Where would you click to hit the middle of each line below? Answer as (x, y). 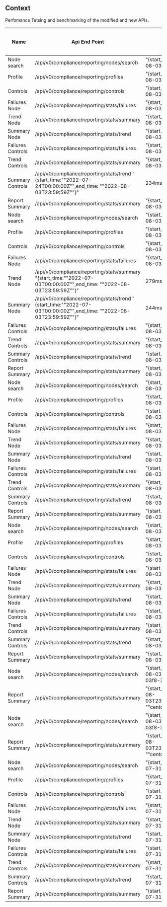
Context (18, 8)
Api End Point (88, 42)
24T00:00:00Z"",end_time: (67, 186)
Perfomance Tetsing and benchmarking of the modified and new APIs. (77, 20)
